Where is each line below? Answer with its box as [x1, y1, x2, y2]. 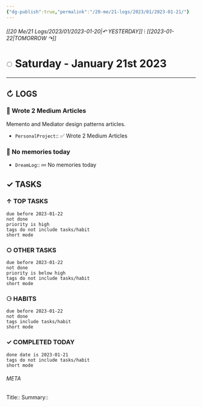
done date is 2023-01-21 [6, 352, 69, 358]
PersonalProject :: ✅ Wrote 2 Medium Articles [14, 132, 128, 139]
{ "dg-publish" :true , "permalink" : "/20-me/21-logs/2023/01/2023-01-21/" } [6, 8, 189, 15]
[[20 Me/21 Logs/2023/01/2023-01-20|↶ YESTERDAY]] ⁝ [6, 28, 146, 35]
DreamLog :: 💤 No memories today [14, 161, 97, 169]
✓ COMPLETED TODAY [6, 338, 75, 347]
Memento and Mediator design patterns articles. [6, 120, 126, 127]
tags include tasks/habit [6, 319, 71, 325]
